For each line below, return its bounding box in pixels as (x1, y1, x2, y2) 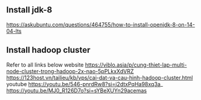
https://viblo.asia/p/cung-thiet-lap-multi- (84, 61, 187, 68)
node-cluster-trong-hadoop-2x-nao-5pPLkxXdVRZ (6, 67, 134, 75)
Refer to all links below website (6, 61, 84, 68)
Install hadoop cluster (6, 45, 90, 55)
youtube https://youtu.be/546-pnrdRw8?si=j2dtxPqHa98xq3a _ (6, 80, 163, 87)
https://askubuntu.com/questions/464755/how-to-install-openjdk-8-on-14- (6, 21, 196, 28)
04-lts (6, 27, 22, 35)
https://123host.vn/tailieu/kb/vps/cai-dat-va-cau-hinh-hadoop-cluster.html (6, 74, 193, 81)
